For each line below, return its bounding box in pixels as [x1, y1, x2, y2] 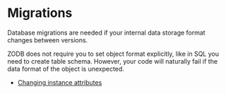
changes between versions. [7, 35, 88, 44]
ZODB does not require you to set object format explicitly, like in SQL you [7, 49, 219, 58]
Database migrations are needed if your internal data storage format [7, 28, 206, 37]
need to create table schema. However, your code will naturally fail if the [7, 57, 218, 65]
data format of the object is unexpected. [7, 64, 125, 73]
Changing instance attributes [17, 78, 102, 86]
